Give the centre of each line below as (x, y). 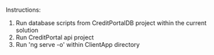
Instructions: (23, 10)
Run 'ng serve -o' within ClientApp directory (78, 44)
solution (27, 30)
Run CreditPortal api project (55, 37)
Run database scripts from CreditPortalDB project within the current (111, 23)
